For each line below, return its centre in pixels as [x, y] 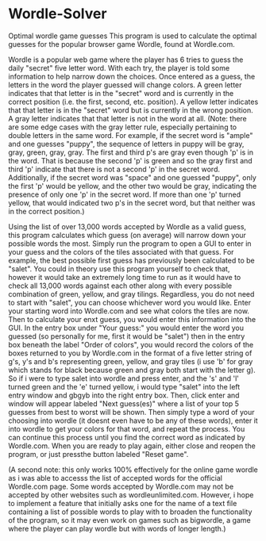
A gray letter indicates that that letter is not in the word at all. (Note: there [128, 118]
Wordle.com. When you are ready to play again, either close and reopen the [132, 446]
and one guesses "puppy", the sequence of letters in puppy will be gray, [126, 144]
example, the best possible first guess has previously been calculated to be [132, 260]
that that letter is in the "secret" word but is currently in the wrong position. [131, 110]
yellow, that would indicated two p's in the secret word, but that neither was [132, 202]
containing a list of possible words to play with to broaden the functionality [130, 512]
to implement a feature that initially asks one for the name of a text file [123, 503]
